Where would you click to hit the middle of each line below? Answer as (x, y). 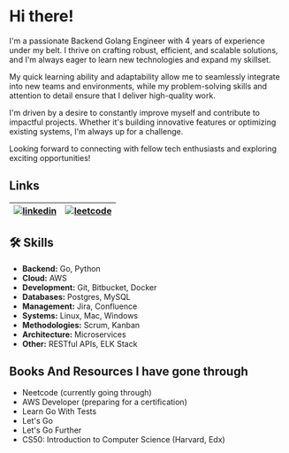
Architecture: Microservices (74, 334)
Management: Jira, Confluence (80, 306)
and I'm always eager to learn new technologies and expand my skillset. (140, 59)
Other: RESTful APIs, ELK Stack (80, 343)
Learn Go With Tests (59, 411)
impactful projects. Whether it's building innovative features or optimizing (143, 122)
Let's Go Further (52, 430)
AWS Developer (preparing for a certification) (105, 402)
